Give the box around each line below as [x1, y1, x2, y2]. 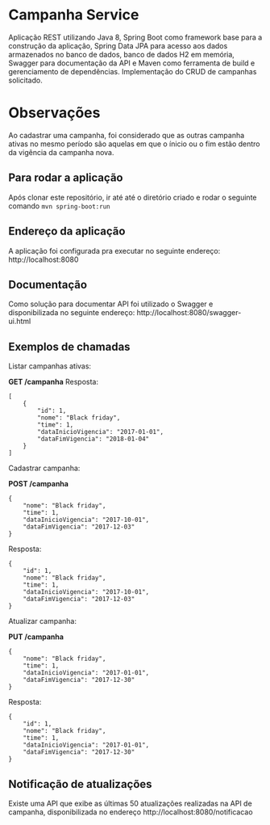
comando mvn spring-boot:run [8, 200, 110, 211]
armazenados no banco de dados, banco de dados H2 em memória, [8, 49, 235, 59]
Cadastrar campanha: [8, 463, 81, 474]
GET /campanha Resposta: [8, 377, 99, 387]
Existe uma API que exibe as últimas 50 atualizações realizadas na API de [8, 798, 252, 808]
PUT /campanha [8, 632, 64, 642]
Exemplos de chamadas [8, 339, 131, 353]
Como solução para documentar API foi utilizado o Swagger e [8, 299, 214, 309]
